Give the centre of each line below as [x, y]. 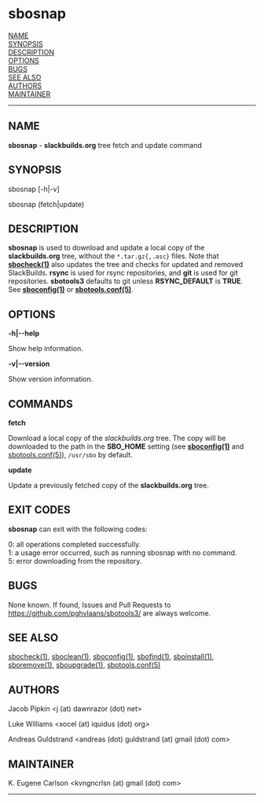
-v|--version [29, 364]
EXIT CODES [39, 510]
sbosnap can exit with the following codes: [78, 529]
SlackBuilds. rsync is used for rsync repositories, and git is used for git [123, 273]
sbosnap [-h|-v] [34, 189]
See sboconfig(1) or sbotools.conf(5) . [71, 290]
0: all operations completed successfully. [75, 544]
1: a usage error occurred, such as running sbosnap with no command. [123, 553]
